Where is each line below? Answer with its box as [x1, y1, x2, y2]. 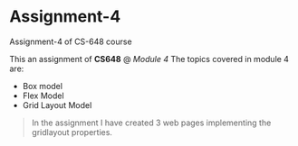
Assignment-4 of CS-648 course [9, 36, 133, 47]
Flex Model [22, 90, 65, 101]
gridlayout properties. [31, 126, 113, 137]
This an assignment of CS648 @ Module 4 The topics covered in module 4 [9, 53, 290, 64]
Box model [22, 80, 63, 91]
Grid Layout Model [22, 99, 92, 110]
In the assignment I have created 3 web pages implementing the [31, 117, 272, 128]
